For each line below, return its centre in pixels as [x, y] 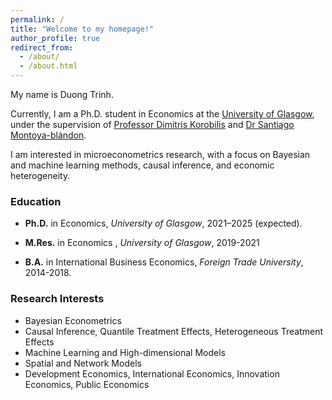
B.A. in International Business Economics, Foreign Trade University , [164, 262]
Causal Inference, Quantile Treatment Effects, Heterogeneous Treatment [173, 331]
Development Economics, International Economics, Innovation [152, 373]
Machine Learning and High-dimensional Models [125, 352]
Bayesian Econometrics [73, 320]
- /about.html [48, 66]
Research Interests [57, 299]
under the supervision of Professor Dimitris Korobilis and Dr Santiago [152, 124]
